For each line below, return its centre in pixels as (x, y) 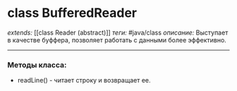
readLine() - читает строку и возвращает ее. (84, 80)
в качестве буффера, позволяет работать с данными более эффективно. (117, 40)
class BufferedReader (72, 13)
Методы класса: (37, 65)
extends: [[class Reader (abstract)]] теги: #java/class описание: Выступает (118, 32)
